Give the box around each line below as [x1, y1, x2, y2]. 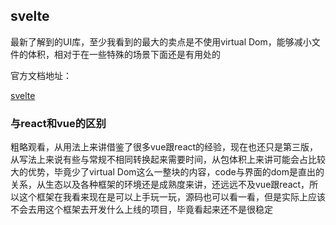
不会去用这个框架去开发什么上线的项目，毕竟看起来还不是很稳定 [10, 204, 273, 216]
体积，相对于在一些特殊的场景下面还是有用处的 [27, 48, 221, 60]
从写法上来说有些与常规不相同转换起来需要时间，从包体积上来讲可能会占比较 [10, 154, 326, 166]
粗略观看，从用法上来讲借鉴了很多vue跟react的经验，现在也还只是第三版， [10, 141, 319, 153]
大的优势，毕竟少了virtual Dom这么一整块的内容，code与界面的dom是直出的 [10, 166, 325, 178]
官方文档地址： [10, 69, 72, 81]
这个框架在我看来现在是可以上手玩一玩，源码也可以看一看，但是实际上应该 [18, 191, 326, 203]
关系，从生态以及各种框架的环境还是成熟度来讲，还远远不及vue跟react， [10, 179, 310, 191]
